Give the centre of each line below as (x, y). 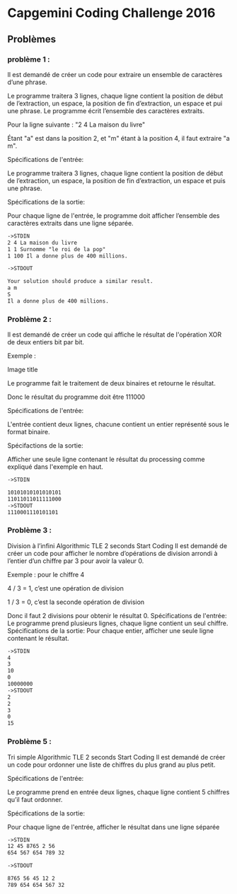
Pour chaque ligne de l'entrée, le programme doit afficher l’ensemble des (114, 215)
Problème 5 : (29, 742)
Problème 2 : (29, 319)
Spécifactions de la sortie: (45, 446)
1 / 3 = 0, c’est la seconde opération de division (76, 602)
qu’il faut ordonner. (35, 799)
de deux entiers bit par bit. (46, 342)
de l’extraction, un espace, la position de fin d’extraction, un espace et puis (117, 180)
